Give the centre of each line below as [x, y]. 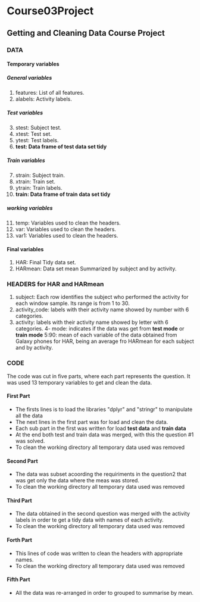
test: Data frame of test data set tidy [61, 146]
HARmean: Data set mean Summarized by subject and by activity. [96, 269]
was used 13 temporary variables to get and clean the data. [79, 382]
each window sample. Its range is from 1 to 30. [72, 303]
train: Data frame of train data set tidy [63, 194]
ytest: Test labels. [37, 141]
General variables [29, 77]
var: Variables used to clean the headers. [66, 229]
